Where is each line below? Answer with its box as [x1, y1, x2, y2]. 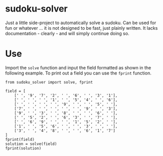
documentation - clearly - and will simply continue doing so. [5, 30, 129, 36]
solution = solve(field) [5, 141, 57, 146]
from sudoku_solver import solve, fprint [5, 80, 93, 85]
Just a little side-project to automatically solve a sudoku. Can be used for [5, 20, 156, 26]
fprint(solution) [5, 145, 42, 151]
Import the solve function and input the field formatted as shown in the [5, 64, 151, 70]
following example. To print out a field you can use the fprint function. [5, 70, 151, 76]
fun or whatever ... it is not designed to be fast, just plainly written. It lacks [5, 25, 158, 31]
